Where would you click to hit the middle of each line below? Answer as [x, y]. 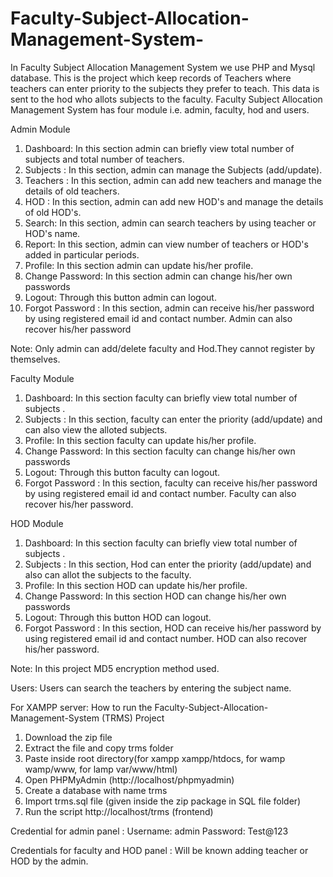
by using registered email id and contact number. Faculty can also [160, 493]
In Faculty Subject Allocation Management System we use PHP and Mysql [163, 67]
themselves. [35, 359]
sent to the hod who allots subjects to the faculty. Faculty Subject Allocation [166, 99]
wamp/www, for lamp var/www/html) [101, 769]
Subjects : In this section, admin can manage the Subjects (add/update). [173, 169]
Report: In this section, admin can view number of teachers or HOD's [166, 244]
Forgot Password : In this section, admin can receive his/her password [169, 308]
